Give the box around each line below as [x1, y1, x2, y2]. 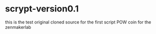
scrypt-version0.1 [5, 3, 79, 14]
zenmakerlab [5, 24, 31, 30]
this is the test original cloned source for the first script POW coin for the [5, 19, 152, 25]
